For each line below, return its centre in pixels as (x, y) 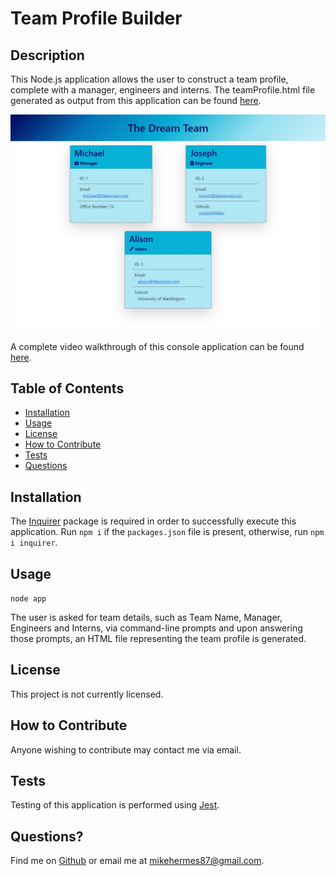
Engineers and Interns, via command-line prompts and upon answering (156, 628)
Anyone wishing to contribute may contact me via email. (126, 749)
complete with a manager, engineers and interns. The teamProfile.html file (163, 90)
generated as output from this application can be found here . (136, 100)
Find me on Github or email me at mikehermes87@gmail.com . (137, 861)
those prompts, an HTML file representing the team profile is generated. (158, 638)
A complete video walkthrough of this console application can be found (157, 346)
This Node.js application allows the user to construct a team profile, (149, 79)
